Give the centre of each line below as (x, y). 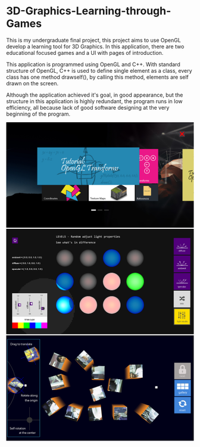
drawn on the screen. (32, 83)
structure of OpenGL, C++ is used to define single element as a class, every (99, 70)
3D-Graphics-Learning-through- (89, 11)
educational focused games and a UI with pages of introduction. (85, 52)
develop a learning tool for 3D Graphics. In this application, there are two (95, 46)
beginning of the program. (38, 114)
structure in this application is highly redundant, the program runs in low (94, 101)
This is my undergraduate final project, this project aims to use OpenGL (94, 40)
